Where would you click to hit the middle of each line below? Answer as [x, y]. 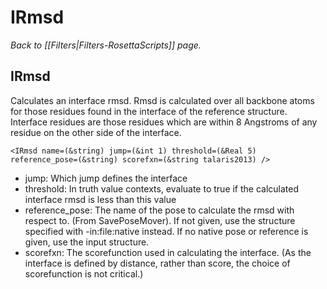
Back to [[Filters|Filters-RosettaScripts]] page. [106, 45]
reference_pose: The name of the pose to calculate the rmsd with [159, 210]
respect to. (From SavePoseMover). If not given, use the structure [160, 220]
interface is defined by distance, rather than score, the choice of [157, 263]
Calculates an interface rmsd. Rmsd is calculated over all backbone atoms [162, 100]
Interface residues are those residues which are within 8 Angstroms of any [164, 122]
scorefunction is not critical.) [84, 273]
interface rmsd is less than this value [100, 199]
